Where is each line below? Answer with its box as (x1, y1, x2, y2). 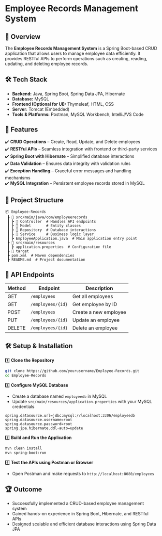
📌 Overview (5, 32, 41, 41)
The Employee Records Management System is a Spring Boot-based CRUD (5, 46, 158, 51)
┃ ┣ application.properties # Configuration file (7, 244, 111, 250)
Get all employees (72, 293, 113, 300)
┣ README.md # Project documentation (7, 258, 86, 262)
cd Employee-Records (5, 373, 47, 378)
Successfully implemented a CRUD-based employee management (12, 501, 144, 506)
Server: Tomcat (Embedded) (12, 106, 70, 112)
